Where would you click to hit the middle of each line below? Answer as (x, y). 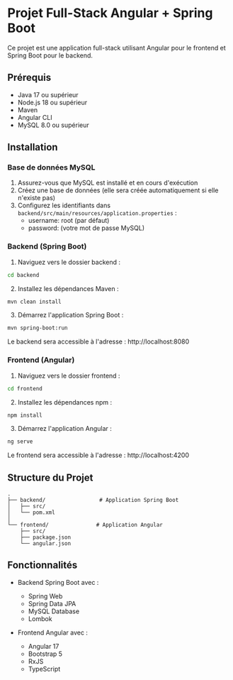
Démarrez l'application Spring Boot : (70, 315)
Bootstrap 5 (45, 654)
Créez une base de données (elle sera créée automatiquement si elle (118, 190)
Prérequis (29, 78)
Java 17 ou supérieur (48, 94)
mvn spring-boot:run (38, 328)
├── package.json (46, 537)
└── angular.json (46, 544)
